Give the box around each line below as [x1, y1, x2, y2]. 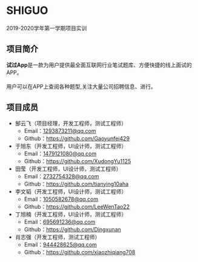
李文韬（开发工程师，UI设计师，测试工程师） [15, 187, 127, 195]
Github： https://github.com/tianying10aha [24, 180, 129, 187]
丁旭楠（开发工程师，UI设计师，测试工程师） [15, 210, 127, 218]
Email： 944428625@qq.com [24, 241, 97, 248]
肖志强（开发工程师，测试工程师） [15, 233, 101, 240]
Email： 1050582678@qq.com [24, 195, 99, 203]
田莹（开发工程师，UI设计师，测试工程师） [15, 165, 122, 172]
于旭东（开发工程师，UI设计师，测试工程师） [15, 142, 127, 149]
